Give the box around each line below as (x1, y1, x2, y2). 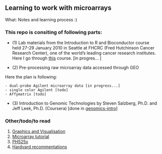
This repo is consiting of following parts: (5, 29, 102, 35)
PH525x (12, 139, 28, 145)
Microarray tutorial (12, 134, 49, 139)
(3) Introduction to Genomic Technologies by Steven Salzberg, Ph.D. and (12, 100, 158, 106)
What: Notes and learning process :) (5, 16, 78, 22)
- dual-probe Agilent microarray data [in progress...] (5, 83, 120, 89)
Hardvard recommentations (12, 144, 67, 150)
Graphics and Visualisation (12, 128, 65, 135)
